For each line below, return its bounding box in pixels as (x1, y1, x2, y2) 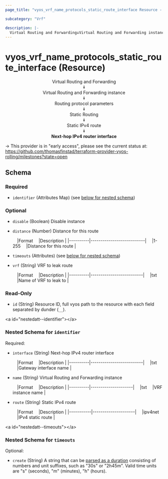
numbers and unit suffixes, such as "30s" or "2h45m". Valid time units (12, 463, 156, 469)
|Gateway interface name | (16, 364, 71, 370)
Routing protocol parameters (54, 100, 114, 106)
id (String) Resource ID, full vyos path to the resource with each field (12, 301, 154, 307)
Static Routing (69, 111, 98, 117)
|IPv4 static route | (16, 414, 55, 420)
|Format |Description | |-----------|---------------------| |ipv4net (16, 408, 159, 415)
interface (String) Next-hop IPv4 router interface (12, 349, 114, 355)
